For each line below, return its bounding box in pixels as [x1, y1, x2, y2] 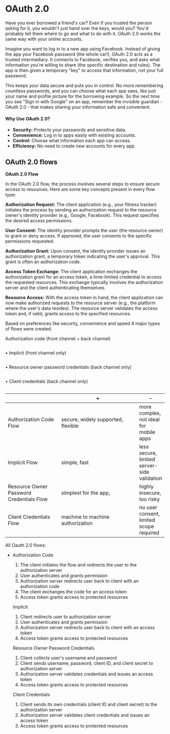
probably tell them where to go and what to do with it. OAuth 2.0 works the [5, 30, 161, 36]
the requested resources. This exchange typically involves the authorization [5, 279, 163, 285]
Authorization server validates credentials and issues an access [20, 671, 153, 677]
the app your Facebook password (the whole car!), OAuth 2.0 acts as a [5, 51, 153, 57]
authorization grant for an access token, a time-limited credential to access [5, 274, 162, 280]
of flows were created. [5, 325, 52, 332]
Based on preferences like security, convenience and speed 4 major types [5, 320, 160, 327]
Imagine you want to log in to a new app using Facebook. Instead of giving [5, 46, 160, 52]
